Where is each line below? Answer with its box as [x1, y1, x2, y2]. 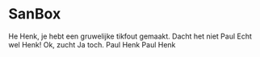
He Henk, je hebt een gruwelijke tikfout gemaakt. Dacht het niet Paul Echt [8, 31, 253, 41]
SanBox [8, 5, 61, 23]
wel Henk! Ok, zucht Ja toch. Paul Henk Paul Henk [8, 39, 176, 49]
